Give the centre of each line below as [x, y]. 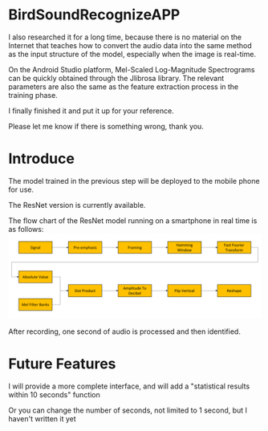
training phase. [33, 95]
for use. [21, 189]
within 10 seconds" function [54, 395]
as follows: [26, 229]
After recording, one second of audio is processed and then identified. [124, 331]
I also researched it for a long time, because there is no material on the [125, 37]
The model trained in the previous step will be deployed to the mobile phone [134, 181]
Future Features [62, 364]
